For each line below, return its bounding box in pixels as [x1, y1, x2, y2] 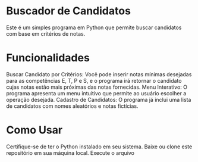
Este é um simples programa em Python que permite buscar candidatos [6, 24, 182, 31]
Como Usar [6, 123, 63, 137]
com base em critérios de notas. [6, 30, 86, 37]
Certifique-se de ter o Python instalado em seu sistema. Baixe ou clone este [6, 143, 193, 150]
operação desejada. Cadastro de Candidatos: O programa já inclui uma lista [6, 96, 191, 103]
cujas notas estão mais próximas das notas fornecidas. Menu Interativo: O [6, 83, 188, 91]
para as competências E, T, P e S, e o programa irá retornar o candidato [6, 77, 182, 84]
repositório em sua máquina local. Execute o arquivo [6, 149, 135, 156]
